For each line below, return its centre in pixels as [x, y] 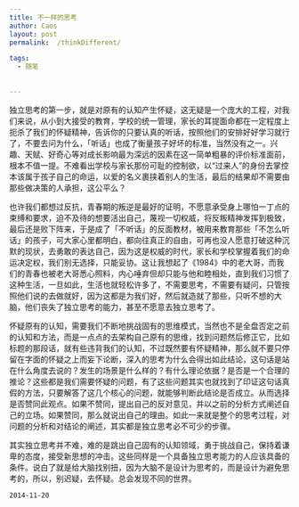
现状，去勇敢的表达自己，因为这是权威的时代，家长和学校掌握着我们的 [153, 251]
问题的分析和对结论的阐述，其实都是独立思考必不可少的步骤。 [122, 426]
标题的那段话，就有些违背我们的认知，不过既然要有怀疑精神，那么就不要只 [145, 348]
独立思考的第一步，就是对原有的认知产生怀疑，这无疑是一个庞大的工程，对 [145, 110]
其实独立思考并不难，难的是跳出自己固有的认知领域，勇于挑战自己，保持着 [145, 445]
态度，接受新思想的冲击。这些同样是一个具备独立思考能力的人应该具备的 [157, 456]
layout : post [33, 34]
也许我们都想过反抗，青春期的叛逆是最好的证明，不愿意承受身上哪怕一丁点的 [149, 207]
